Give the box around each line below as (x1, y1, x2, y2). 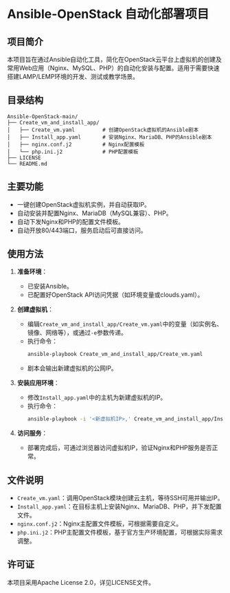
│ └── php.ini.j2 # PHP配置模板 (7, 148, 139, 155)
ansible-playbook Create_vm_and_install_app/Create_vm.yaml (27, 351, 203, 358)
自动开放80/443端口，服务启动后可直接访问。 (16, 226, 148, 234)
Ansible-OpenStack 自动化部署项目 (7, 6, 209, 22)
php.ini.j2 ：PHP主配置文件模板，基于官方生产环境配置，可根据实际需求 (16, 528, 223, 536)
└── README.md (7, 160, 48, 167)
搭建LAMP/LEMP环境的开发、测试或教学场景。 (7, 73, 139, 80)
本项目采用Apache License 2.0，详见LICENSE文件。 (7, 578, 155, 586)
